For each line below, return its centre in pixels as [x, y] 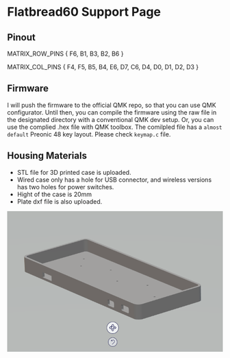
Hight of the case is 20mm [54, 194]
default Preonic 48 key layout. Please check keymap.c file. [89, 134]
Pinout [22, 37]
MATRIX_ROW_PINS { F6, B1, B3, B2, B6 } [65, 53]
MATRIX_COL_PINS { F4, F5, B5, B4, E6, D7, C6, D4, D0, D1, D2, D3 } [103, 67]
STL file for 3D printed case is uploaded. [74, 172]
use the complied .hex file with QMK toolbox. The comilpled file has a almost [115, 127]
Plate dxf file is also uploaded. [60, 201]
